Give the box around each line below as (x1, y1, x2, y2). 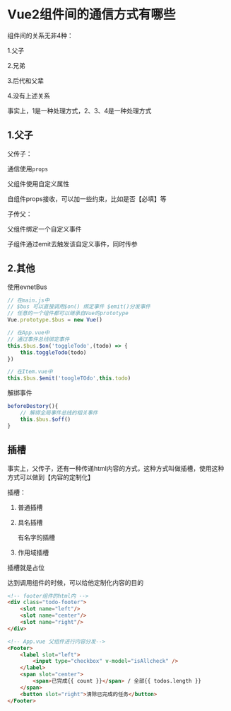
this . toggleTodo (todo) (20, 348, 87, 356)
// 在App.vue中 (7, 329, 50, 336)
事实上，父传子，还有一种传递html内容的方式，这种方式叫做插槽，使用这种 (7, 464, 225, 472)
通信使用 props (7, 164, 48, 173)
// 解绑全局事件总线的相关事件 (20, 409, 98, 416)
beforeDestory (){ (7, 403, 59, 410)
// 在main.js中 (7, 297, 50, 304)
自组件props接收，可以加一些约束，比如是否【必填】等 (7, 194, 167, 203)
